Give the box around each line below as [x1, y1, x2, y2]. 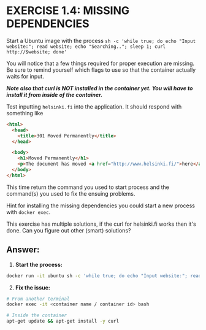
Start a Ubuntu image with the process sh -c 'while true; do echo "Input [6, 37, 196, 44]
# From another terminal [6, 296, 70, 302]
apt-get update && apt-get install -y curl [6, 318, 120, 324]
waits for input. [6, 72, 44, 80]
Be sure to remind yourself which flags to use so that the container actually [6, 66, 196, 74]
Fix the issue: [15, 283, 50, 291]
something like [6, 109, 44, 117]
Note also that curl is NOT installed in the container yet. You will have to [6, 84, 193, 92]
